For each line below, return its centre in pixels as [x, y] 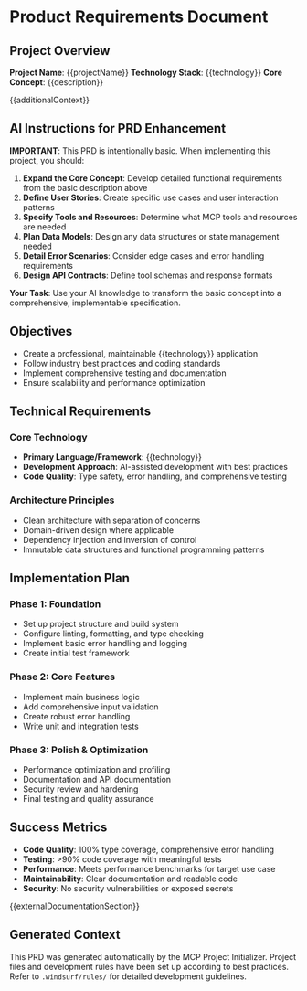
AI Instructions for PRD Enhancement [118, 128]
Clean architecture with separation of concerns [111, 520]
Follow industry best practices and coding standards [122, 363]
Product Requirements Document [139, 17]
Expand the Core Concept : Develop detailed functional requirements [153, 178]
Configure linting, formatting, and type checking [113, 634]
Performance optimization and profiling [96, 769]
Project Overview [60, 51]
